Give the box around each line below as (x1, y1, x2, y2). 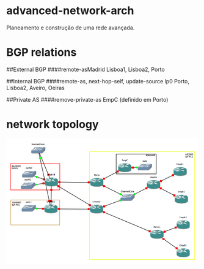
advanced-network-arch (6, 4, 134, 18)
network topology (6, 118, 99, 132)
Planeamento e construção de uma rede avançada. (6, 24, 135, 31)
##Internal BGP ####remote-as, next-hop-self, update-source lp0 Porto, (6, 77, 190, 85)
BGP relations (6, 45, 77, 59)
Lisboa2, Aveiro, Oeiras (6, 84, 65, 91)
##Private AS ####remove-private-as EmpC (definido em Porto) (6, 96, 169, 103)
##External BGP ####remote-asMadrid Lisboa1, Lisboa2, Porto (6, 66, 165, 73)
